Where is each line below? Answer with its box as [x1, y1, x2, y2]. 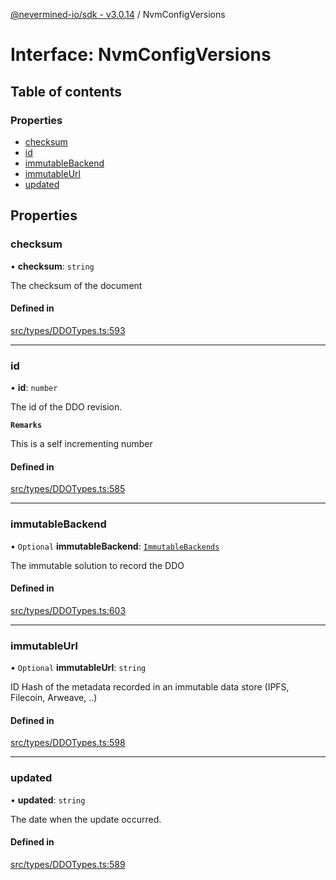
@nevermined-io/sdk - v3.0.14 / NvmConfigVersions [10, 9, 226, 20]
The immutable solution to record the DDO [10, 559, 185, 571]
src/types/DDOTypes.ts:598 [10, 737, 126, 749]
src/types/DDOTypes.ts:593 [10, 324, 126, 336]
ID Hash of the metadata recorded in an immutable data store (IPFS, [10, 681, 290, 693]
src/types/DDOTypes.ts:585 [10, 483, 126, 495]
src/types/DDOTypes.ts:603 [10, 604, 127, 616]
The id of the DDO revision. [10, 401, 123, 413]
